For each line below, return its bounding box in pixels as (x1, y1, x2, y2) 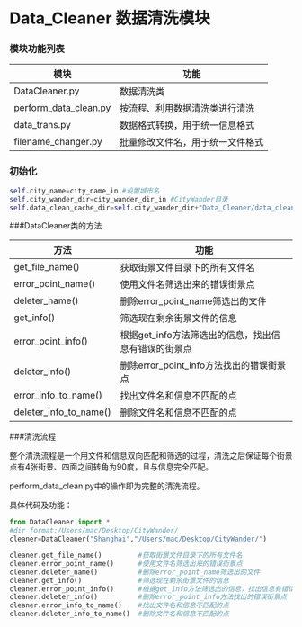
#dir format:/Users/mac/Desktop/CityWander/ (9, 526, 179, 535)
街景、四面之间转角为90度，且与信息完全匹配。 (38, 461, 214, 472)
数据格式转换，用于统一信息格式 (120, 119, 255, 131)
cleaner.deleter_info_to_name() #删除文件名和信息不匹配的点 (9, 609, 229, 619)
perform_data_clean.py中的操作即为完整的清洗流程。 (9, 480, 205, 491)
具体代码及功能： (9, 500, 73, 511)
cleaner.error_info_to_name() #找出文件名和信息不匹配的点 (9, 601, 229, 610)
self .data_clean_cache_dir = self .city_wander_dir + (9, 203, 200, 212)
